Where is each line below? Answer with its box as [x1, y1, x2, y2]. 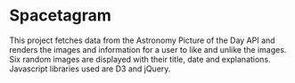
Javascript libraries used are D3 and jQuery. [9, 63, 171, 74]
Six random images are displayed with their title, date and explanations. [9, 54, 271, 64]
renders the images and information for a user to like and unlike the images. [9, 44, 287, 54]
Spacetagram [9, 5, 111, 26]
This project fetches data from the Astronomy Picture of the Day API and [9, 35, 275, 46]
